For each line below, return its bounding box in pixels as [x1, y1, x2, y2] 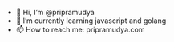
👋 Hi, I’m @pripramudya [15, 8, 95, 17]
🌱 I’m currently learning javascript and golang [15, 16, 167, 25]
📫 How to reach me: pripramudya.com [15, 25, 145, 34]
